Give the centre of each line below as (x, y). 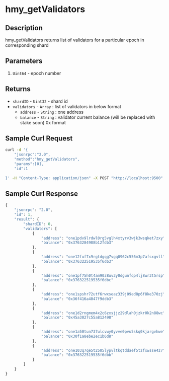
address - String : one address (52, 112)
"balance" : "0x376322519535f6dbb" (77, 355)
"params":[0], (29, 164)
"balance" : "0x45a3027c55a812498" (77, 318)
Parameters (24, 61)
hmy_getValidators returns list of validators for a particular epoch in (75, 40)
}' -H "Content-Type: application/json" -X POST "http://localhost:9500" (84, 178)
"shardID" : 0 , (38, 224)
